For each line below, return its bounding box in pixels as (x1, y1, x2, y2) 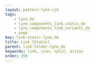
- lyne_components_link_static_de (14, 21, 86, 26)
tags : (5, 12, 16, 17)
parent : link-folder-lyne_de (5, 44, 66, 49)
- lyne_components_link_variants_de (14, 26, 91, 31)
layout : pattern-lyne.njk (5, 7, 59, 12)
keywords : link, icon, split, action (5, 49, 84, 54)
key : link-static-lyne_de (5, 35, 59, 40)
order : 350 (5, 53, 28, 59)
